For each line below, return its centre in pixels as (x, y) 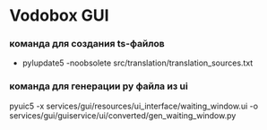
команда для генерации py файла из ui (99, 86)
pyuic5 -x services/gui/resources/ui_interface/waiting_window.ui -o (133, 106)
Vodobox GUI (59, 16)
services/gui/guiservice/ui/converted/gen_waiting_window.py (123, 115)
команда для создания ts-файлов (87, 44)
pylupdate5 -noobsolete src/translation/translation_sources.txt (138, 63)
